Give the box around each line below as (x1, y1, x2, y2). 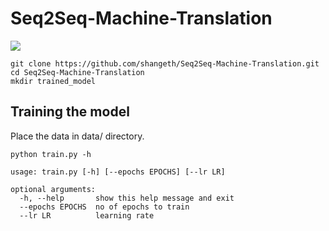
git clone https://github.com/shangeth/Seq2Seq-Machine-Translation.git (10, 58, 320, 69)
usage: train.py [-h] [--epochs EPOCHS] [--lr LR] (10, 167, 226, 177)
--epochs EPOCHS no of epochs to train (19, 202, 190, 212)
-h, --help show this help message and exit (19, 193, 235, 203)
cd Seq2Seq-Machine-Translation (10, 67, 145, 77)
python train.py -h (10, 149, 92, 159)
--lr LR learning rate (19, 210, 155, 221)
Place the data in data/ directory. (10, 130, 145, 142)
